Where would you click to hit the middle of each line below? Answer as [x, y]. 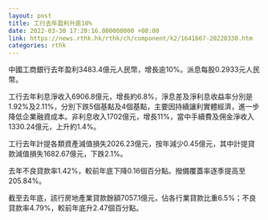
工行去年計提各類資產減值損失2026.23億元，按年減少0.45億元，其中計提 [128, 144]
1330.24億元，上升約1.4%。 [55, 127]
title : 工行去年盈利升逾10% [50, 23]
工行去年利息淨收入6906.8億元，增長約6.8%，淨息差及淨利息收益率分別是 [131, 96]
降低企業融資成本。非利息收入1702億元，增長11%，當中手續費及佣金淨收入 [131, 116]
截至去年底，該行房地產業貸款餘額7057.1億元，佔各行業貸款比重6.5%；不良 [132, 198]
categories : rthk [37, 46]
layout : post [30, 16]
